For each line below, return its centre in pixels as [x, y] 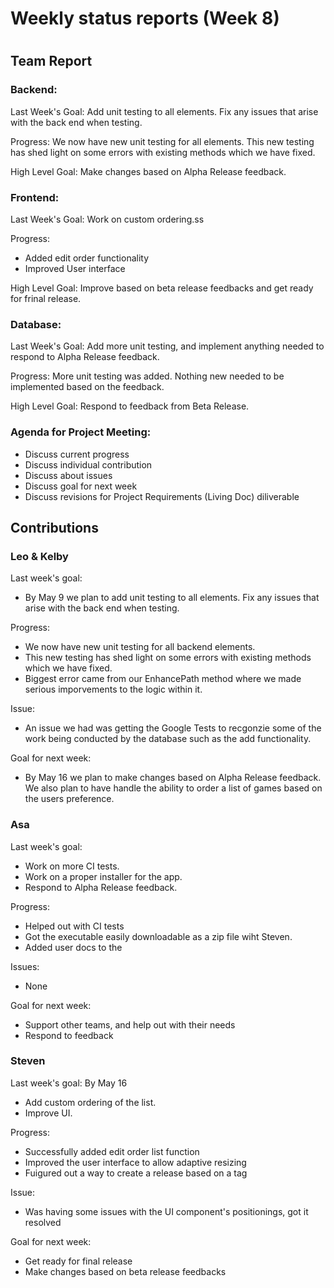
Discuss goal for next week [81, 486]
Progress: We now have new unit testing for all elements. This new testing [162, 141]
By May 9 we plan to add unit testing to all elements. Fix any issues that [172, 598]
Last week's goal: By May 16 [69, 1083]
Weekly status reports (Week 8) [145, 18]
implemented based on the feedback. [87, 387]
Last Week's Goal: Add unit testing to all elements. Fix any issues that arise [164, 111]
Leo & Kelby [39, 556]
